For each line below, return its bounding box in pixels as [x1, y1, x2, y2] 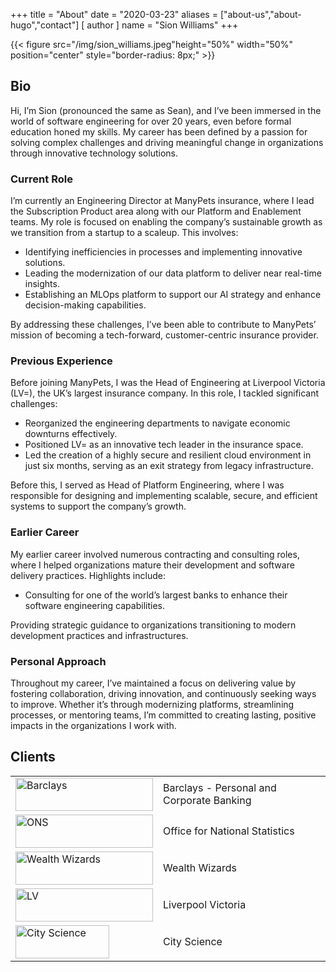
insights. [24, 278, 60, 290]
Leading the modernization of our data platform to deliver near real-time [24, 267, 322, 279]
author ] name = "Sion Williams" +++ [86, 19, 239, 31]
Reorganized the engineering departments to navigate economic [24, 417, 291, 429]
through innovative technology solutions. [10, 147, 178, 159]
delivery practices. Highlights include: [10, 569, 166, 581]
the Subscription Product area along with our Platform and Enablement [10, 205, 302, 218]
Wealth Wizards [163, 861, 237, 875]
